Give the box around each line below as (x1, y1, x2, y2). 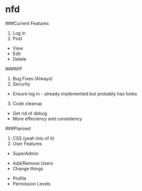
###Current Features (5, 20, 49, 26)
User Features (12, 140, 42, 147)
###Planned (5, 125, 31, 131)
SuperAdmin (12, 150, 39, 156)
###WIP (5, 66, 23, 72)
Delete (12, 56, 27, 62)
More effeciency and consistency (12, 115, 82, 122)
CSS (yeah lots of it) (12, 135, 55, 141)
